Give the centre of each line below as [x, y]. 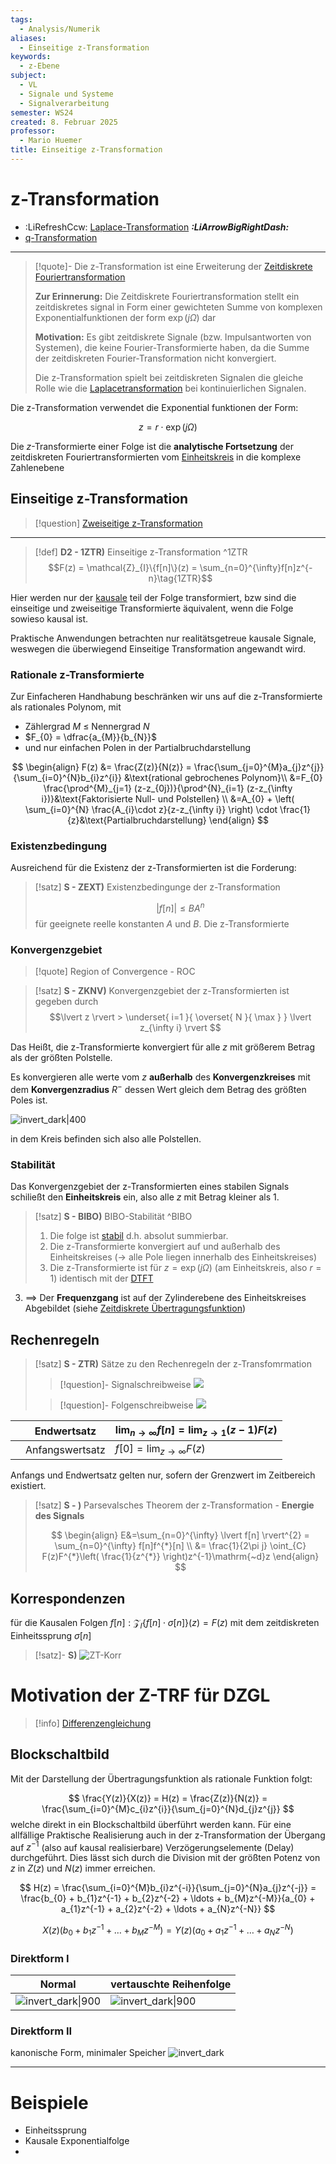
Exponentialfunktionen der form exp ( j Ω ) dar [125, 317]
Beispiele [49, 2102]
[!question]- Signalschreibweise [125, 1384]
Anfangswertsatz [65, 1449]
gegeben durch [66, 1002]
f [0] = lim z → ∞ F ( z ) [160, 1450]
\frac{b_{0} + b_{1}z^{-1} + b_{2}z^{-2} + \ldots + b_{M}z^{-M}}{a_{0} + [168, 1898]
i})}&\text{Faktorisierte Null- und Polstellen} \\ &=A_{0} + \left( [168, 798]
